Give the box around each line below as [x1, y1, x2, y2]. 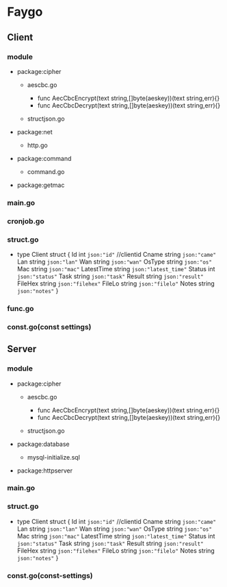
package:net [16, 127, 53, 136]
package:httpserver [16, 466, 73, 475]
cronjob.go [7, 216, 44, 226]
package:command [16, 154, 72, 162]
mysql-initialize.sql [27, 453, 81, 461]
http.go [27, 141, 48, 149]
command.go [27, 167, 65, 175]
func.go [7, 303, 34, 313]
